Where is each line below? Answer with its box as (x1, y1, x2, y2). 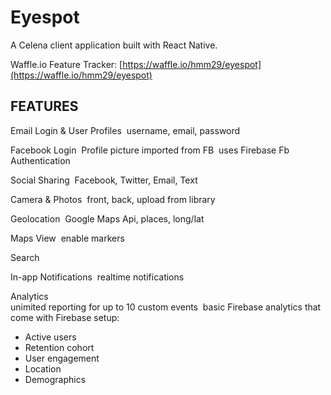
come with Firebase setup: (10, 311, 120, 323)
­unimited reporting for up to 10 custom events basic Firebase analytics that (10, 301, 322, 313)
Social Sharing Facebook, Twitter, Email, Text (10, 174, 198, 186)
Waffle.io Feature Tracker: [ (10, 58, 123, 70)
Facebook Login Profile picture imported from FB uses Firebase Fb (10, 144, 290, 156)
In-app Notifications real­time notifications (10, 271, 185, 283)
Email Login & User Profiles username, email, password (10, 124, 241, 136)
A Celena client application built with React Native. (10, 39, 218, 51)
